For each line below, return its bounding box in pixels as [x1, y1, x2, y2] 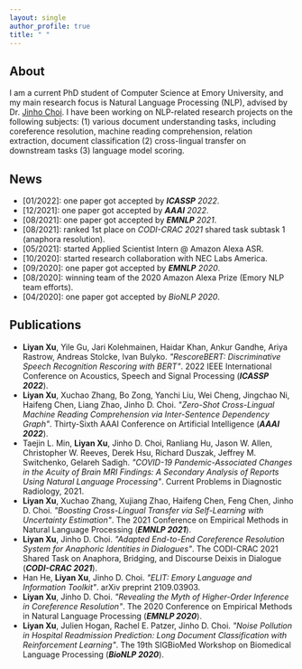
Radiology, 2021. [22, 485, 85, 496]
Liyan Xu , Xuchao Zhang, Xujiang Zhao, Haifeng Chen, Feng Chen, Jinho [22, 495, 294, 506]
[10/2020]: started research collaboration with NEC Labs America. [22, 253, 268, 263]
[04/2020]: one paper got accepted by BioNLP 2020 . [22, 291, 221, 302]
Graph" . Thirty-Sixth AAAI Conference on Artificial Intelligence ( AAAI [22, 418, 280, 429]
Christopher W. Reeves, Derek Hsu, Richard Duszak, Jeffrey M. [22, 447, 257, 457]
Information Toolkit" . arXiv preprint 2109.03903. [22, 581, 201, 592]
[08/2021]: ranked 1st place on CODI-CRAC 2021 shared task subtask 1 [22, 224, 286, 235]
